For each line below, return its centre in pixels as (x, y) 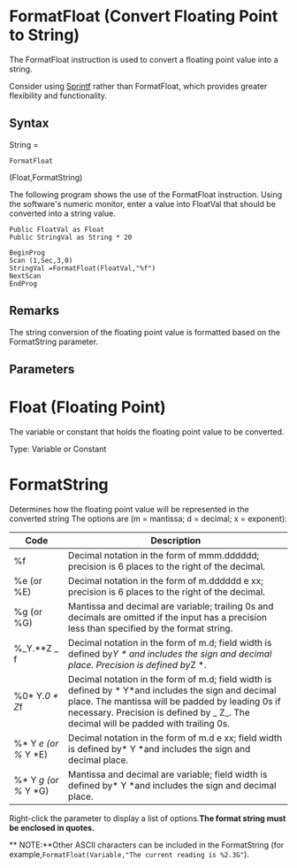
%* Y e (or (36, 743)
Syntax (29, 123)
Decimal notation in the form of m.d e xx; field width (175, 738)
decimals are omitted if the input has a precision (168, 617)
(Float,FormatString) (46, 177)
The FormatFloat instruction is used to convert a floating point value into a (144, 59)
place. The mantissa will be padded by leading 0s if (174, 701)
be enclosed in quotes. (52, 827)
